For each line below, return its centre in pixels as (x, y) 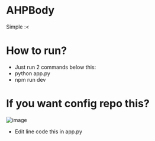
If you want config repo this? (78, 104)
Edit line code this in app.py (49, 132)
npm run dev (30, 79)
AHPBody (30, 10)
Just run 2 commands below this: (55, 67)
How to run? (36, 51)
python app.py (32, 73)
